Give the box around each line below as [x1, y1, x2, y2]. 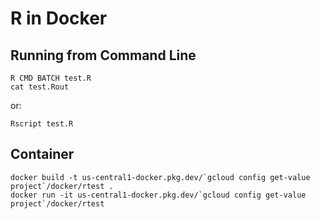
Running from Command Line [10, 47, 197, 64]
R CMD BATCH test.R [10, 73, 92, 83]
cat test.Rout [10, 82, 70, 92]
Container [10, 146, 75, 163]
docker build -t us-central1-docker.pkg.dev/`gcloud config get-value [10, 172, 311, 182]
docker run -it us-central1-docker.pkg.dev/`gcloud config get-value [10, 190, 307, 200]
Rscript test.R [10, 119, 74, 129]
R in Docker [10, 7, 108, 30]
